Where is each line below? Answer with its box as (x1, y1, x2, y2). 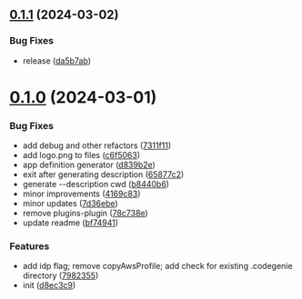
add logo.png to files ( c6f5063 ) (22, 150, 141, 161)
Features (9, 240, 50, 253)
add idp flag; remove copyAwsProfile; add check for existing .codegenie (22, 261, 293, 272)
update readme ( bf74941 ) (22, 217, 119, 228)
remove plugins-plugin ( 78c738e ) (22, 208, 148, 219)
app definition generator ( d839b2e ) (22, 159, 156, 171)
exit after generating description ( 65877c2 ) (22, 169, 185, 180)
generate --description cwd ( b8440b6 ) (22, 179, 170, 190)
